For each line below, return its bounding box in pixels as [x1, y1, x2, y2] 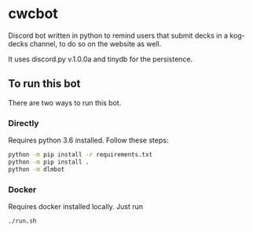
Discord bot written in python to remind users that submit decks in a [8, 31, 229, 40]
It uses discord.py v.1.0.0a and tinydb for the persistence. [8, 54, 193, 64]
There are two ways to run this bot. [8, 98, 122, 107]
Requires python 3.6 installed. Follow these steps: [8, 135, 169, 145]
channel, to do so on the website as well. [29, 39, 162, 48]
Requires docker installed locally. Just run [8, 201, 144, 211]
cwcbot [8, 5, 59, 23]
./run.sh [8, 217, 37, 225]
